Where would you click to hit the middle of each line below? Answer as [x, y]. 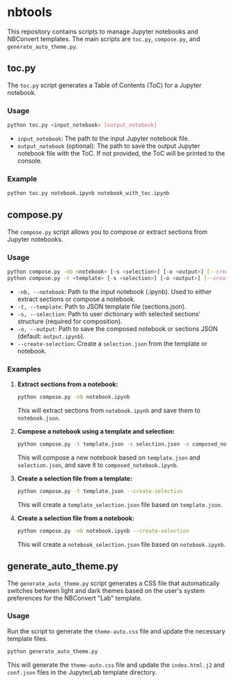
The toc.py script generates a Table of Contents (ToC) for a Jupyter [104, 85]
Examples [24, 369]
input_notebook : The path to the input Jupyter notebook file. [103, 138]
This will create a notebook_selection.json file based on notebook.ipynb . [122, 544]
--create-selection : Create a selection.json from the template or [112, 344]
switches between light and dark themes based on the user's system [106, 590]
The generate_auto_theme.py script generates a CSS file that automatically [114, 583]
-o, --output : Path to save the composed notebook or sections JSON [117, 328]
